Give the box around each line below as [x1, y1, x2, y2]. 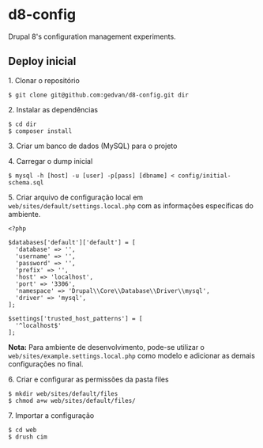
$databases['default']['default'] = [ [8, 238, 136, 246]
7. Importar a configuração [8, 410, 95, 420]
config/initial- [177, 172, 231, 180]
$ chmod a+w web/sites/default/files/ [8, 397, 136, 404]
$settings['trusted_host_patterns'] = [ [8, 314, 144, 322]
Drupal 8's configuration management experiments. [8, 32, 176, 41]
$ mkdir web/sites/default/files [8, 389, 118, 397]
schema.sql [8, 178, 44, 187]
